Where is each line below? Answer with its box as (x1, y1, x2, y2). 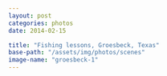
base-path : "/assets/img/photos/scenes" (8, 49, 146, 57)
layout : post (8, 11, 52, 20)
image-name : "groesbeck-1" (8, 56, 99, 64)
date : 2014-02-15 (8, 26, 67, 34)
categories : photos (8, 19, 74, 27)
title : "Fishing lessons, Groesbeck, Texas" (8, 41, 160, 49)
